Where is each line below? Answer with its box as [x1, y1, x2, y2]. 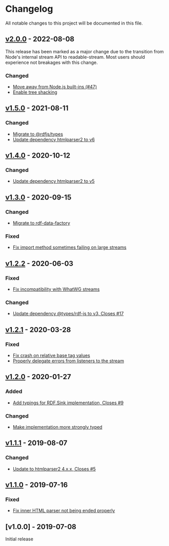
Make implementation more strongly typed [12, 424, 102, 430]
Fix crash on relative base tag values [12, 353, 91, 359]
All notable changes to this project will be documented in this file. [5, 20, 143, 26]
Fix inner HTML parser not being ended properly [12, 508, 115, 514]
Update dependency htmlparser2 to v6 [12, 136, 95, 142]
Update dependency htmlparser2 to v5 [12, 178, 95, 184]
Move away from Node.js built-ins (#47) [12, 84, 97, 90]
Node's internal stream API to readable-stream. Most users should [5, 54, 145, 60]
